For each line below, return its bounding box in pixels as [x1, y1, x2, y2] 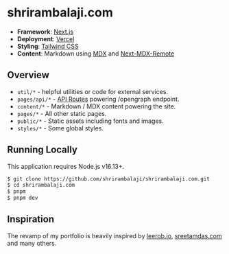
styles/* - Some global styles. [16, 124, 104, 132]
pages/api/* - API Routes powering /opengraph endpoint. [16, 95, 180, 103]
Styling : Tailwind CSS [16, 42, 79, 50]
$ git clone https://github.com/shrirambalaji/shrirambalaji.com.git [7, 175, 210, 183]
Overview [7, 69, 50, 81]
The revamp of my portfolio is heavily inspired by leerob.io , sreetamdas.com [7, 231, 223, 240]
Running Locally [7, 144, 77, 156]
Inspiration [7, 213, 55, 225]
